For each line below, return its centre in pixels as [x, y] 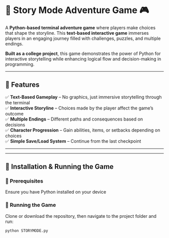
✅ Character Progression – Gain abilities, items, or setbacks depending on [83, 130]
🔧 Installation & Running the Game [60, 167]
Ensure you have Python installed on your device [56, 192]
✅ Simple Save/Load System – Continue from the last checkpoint [73, 141]
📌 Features [22, 85]
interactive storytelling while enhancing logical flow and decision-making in [83, 58]
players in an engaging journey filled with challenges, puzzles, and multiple [83, 38]
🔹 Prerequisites [24, 181]
